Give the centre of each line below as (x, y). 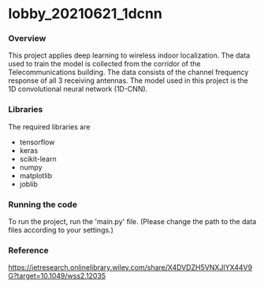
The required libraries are (49, 126)
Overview (27, 39)
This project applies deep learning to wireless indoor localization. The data (129, 55)
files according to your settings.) (61, 230)
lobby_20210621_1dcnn (86, 14)
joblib (28, 184)
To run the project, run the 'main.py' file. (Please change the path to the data (132, 222)
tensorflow (37, 142)
